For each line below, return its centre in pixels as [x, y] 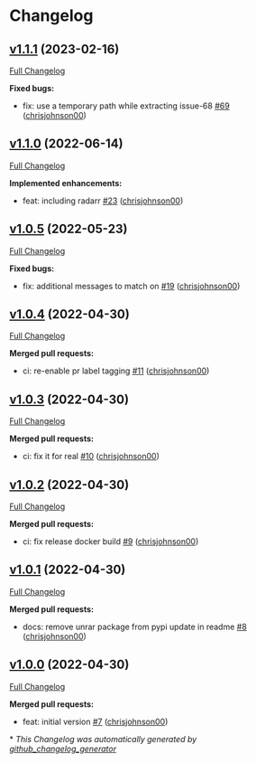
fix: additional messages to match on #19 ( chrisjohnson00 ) [131, 286]
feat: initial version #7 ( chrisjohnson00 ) [95, 721]
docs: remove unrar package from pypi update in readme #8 [135, 626]
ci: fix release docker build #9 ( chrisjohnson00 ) [110, 542]
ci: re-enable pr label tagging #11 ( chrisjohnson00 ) [116, 371]
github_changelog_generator [63, 749]
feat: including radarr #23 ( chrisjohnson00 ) [103, 201]
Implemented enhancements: [66, 183]
